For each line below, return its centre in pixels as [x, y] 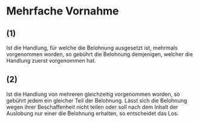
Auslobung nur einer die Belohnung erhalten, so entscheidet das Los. [93, 113]
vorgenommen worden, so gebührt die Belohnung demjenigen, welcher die [100, 54]
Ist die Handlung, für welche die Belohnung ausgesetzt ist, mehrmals [92, 48]
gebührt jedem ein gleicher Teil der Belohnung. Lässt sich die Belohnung [97, 100]
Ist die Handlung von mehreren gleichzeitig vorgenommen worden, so [93, 94]
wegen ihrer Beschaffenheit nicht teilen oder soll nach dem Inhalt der [92, 107]
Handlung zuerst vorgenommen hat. [51, 61]
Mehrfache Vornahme [63, 11]
